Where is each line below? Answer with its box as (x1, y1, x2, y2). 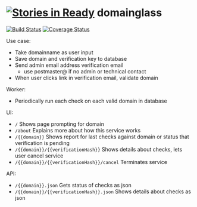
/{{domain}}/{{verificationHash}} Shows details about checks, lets (14, 146, 183, 153)
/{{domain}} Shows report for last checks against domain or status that (14, 133, 189, 140)
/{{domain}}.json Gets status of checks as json (14, 181, 132, 189)
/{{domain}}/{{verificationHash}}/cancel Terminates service (14, 158, 168, 165)
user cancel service (14, 152, 64, 159)
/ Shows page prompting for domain (14, 120, 105, 128)
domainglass (96, 6, 162, 20)
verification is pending (14, 139, 70, 146)
